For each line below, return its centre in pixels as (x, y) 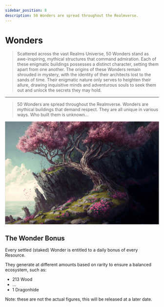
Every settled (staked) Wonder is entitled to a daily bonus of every (72, 250)
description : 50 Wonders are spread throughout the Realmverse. (72, 15)
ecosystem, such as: (26, 270)
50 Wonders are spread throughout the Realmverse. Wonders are (83, 104)
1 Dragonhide (25, 289)
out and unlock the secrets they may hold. (59, 90)
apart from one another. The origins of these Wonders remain (79, 70)
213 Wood (22, 279)
